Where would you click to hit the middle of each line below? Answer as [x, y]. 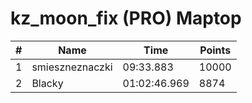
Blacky [47, 83]
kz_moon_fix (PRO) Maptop [126, 18]
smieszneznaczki [72, 67]
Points [215, 50]
